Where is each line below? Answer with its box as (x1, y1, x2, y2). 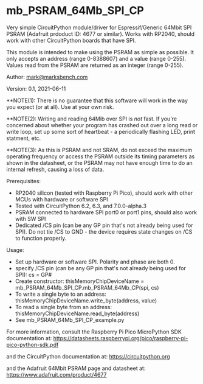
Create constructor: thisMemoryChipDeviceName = (15, 278, 145, 285)
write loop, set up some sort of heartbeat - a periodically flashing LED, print (6, 128, 196, 135)
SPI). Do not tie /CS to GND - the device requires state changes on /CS (15, 228, 193, 235)
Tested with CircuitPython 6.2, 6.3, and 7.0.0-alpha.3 (15, 202, 147, 209)
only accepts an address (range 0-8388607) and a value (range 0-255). (6, 55, 187, 62)
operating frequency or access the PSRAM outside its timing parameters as (6, 153, 195, 160)
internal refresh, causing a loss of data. (6, 166, 105, 173)
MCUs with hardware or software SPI (15, 195, 108, 203)
